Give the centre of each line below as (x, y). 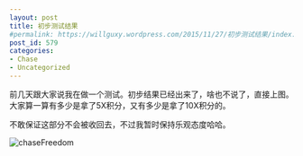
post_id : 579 (34, 43)
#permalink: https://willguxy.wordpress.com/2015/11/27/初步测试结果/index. (153, 34)
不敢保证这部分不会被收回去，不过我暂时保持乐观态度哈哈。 (120, 124)
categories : (32, 51)
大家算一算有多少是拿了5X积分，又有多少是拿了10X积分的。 (120, 105)
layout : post (34, 17)
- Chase (24, 59)
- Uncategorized (40, 68)
